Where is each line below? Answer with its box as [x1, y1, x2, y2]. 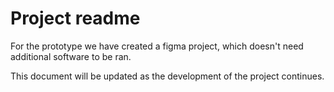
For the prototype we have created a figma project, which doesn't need [10, 40, 304, 52]
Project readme [10, 7, 141, 30]
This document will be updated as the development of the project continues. [10, 70, 325, 82]
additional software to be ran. [10, 50, 132, 62]
